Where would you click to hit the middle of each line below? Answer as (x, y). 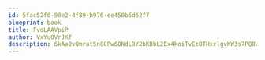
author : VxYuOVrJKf (40, 37)
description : (30, 44)
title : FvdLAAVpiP (38, 30)
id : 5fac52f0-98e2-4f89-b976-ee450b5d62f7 (79, 15)
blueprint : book (35, 23)
